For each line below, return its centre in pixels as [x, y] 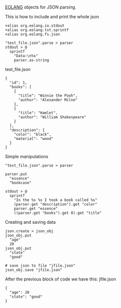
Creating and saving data [30, 222]
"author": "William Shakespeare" [52, 117]
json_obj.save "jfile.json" [34, 270]
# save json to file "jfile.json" [40, 266]
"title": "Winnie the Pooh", [48, 96]
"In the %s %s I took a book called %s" [56, 200]
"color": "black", [33, 135]
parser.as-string [32, 60]
